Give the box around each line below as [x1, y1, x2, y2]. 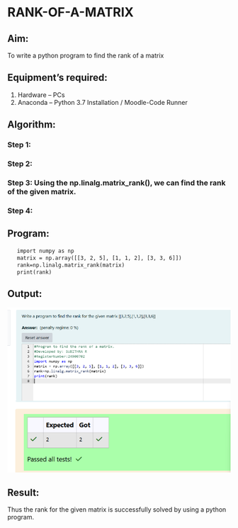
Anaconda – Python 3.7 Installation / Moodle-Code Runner [17, 98, 188, 106]
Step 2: [7, 159, 33, 169]
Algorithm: [7, 118, 56, 131]
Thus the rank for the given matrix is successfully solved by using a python [7, 505, 227, 514]
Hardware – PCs [17, 90, 65, 99]
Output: [7, 288, 42, 300]
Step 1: [7, 140, 31, 150]
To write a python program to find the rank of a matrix [7, 51, 164, 60]
